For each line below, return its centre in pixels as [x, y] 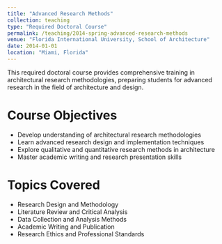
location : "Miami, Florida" [48, 53]
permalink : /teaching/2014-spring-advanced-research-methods [98, 33]
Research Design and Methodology [68, 204]
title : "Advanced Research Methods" [60, 14]
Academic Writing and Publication [66, 227]
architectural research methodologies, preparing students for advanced [110, 79]
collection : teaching [39, 20]
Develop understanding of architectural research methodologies [109, 135]
